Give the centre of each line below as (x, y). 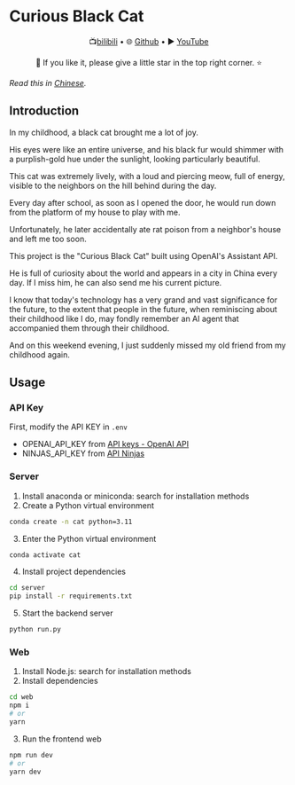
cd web (21, 697)
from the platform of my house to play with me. (95, 212)
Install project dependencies (74, 572)
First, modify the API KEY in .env (69, 427)
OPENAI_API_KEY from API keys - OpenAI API (105, 444)
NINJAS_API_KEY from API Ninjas (83, 453)
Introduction (44, 111)
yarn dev (25, 772)
